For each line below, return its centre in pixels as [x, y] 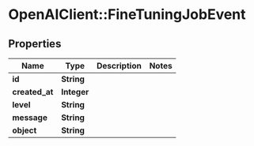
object [25, 130]
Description [119, 66]
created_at [33, 92]
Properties [35, 44]
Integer [75, 92]
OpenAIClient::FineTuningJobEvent [127, 15]
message [30, 118]
